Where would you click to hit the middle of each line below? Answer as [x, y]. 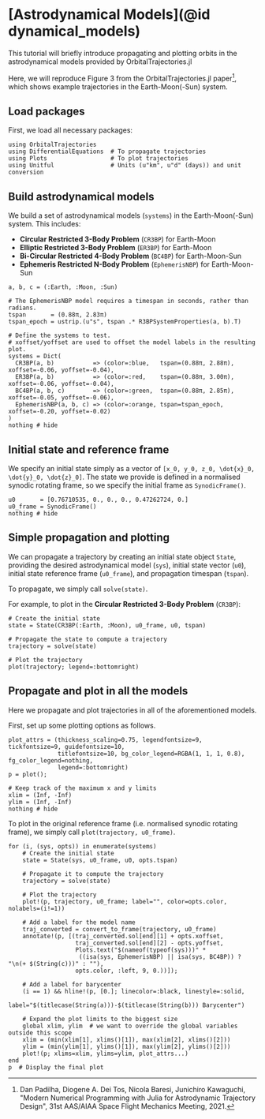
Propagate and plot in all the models [98, 691]
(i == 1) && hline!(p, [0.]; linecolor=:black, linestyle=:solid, [134, 991]
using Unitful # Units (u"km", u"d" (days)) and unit [125, 166]
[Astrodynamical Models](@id [109, 15]
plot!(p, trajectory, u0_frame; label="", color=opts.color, [125, 901]
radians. [22, 308]
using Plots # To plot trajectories [99, 159]
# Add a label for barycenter [72, 984]
